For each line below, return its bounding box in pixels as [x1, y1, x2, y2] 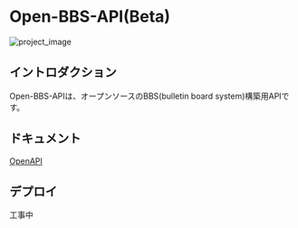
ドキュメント [9, 131, 82, 147]
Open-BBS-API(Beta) [9, 6, 170, 27]
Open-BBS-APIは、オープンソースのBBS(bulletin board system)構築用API [9, 90, 283, 101]
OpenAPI [9, 156, 43, 166]
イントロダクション [9, 65, 117, 81]
